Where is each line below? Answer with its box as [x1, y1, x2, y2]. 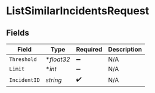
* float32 [45, 55, 70, 63]
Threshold [9, 56, 37, 63]
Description [108, 46, 142, 53]
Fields [6, 28, 30, 38]
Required [76, 46, 103, 53]
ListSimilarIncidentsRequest [6, 4, 150, 18]
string [45, 76, 62, 84]
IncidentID [9, 76, 40, 84]
